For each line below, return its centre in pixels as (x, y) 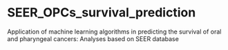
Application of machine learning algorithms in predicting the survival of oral (114, 32)
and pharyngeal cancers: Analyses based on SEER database (93, 38)
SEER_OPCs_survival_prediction (102, 13)
